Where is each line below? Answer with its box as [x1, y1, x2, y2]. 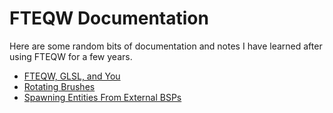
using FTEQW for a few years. [9, 50, 133, 62]
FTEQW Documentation [9, 7, 209, 30]
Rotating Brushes [23, 80, 96, 92]
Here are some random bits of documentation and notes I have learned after [9, 40, 323, 52]
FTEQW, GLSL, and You [23, 70, 121, 82]
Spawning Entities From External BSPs [23, 91, 182, 103]
